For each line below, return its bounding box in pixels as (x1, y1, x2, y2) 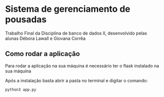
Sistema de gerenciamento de (5, 3, 130, 15)
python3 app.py (5, 87, 37, 92)
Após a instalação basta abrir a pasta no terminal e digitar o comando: (5, 77, 148, 83)
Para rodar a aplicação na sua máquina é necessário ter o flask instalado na (5, 63, 160, 68)
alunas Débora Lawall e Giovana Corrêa (5, 35, 86, 41)
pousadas (5, 14, 47, 25)
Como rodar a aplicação (5, 50, 80, 58)
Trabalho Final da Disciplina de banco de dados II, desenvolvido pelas (5, 30, 147, 36)
